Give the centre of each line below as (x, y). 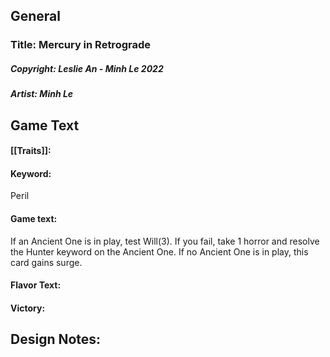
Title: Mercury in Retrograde (80, 45)
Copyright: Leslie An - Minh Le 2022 (87, 68)
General (36, 16)
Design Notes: (56, 339)
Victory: (28, 308)
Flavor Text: (36, 285)
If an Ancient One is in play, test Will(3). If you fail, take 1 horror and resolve (165, 241)
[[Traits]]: (31, 151)
